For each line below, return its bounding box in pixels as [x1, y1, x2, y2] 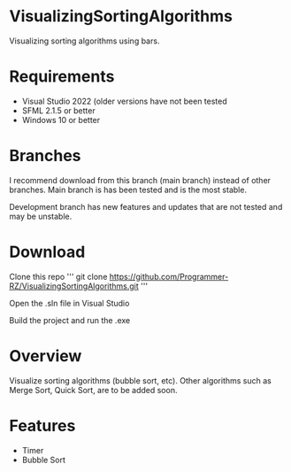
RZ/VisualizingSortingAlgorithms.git [9, 281, 139, 291]
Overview [9, 345, 82, 366]
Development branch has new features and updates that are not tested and [9, 201, 283, 212]
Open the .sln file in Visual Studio [9, 298, 130, 308]
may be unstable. [9, 211, 73, 221]
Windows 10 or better [21, 114, 101, 125]
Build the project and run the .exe [9, 314, 131, 325]
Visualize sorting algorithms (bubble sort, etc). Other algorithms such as [9, 375, 272, 386]
